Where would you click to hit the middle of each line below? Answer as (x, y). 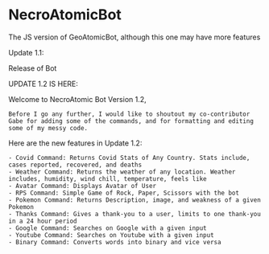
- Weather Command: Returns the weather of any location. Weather (122, 172)
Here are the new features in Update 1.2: (75, 143)
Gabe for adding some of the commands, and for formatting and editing (131, 121)
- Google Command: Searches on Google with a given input (108, 228)
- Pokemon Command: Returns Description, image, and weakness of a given (135, 200)
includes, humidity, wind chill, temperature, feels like (108, 178)
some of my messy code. (48, 128)
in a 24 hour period (43, 221)
